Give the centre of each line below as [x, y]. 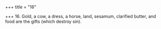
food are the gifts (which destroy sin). [43, 22]
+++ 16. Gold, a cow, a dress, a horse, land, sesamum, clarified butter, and [81, 16]
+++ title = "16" [21, 7]
